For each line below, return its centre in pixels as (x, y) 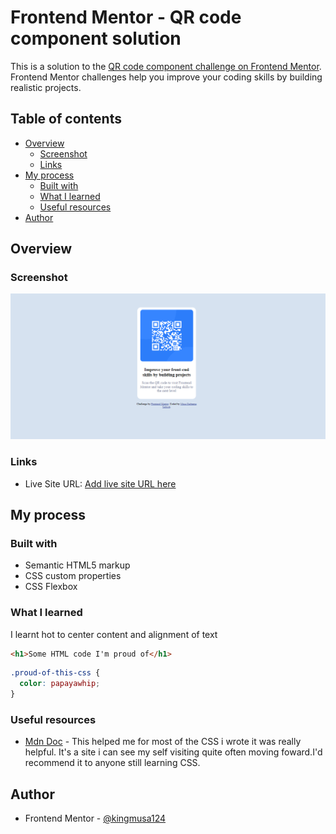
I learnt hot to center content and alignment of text (114, 634)
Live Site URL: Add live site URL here (100, 483)
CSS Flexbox (51, 587)
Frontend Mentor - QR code (126, 17)
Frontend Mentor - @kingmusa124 (95, 818)
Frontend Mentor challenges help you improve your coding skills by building (166, 77)
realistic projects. (46, 87)
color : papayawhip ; (60, 684)
